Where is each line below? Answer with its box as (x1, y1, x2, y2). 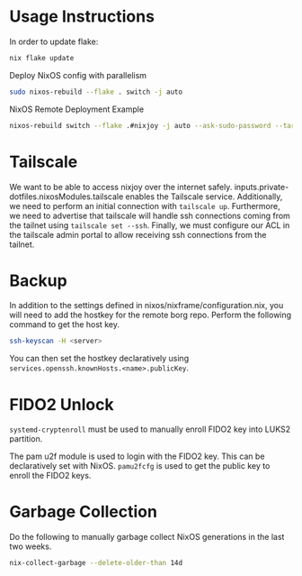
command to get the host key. (9, 319, 120, 330)
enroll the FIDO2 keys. (9, 471, 92, 481)
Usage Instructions (9, 6, 155, 27)
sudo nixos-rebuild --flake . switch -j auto (9, 87, 182, 96)
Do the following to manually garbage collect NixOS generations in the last (9, 532, 285, 543)
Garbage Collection (9, 502, 157, 522)
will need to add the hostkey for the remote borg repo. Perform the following (9, 309, 292, 321)
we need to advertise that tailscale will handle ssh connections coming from (9, 210, 290, 221)
